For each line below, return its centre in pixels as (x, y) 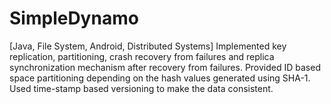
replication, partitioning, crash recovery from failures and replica (142, 56)
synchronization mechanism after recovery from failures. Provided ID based (165, 67)
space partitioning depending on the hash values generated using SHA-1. (160, 78)
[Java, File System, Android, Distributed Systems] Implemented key (148, 46)
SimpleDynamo (74, 18)
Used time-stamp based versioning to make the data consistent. (141, 88)
